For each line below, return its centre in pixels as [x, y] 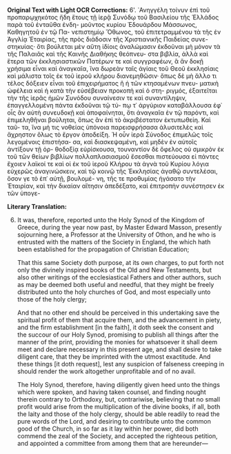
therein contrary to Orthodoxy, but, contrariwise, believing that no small [119, 399]
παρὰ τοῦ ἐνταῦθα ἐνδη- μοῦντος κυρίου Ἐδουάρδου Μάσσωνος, [102, 24]
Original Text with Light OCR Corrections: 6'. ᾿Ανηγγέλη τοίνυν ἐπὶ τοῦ [109, 10]
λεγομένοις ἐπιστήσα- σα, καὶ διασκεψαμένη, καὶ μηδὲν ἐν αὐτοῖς [102, 142]
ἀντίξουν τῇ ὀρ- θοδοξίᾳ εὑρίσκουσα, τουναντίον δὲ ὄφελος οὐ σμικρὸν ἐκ [115, 149]
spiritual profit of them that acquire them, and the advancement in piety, [119, 320]
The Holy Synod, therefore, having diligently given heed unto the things [119, 385]
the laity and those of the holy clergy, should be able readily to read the [119, 414]
